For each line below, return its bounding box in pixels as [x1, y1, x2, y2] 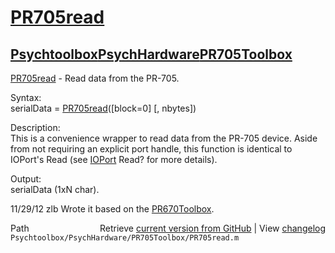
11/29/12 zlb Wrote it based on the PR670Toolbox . [10, 203, 215, 215]
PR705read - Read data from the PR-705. [10, 72, 180, 84]
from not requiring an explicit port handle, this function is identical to [10, 143, 293, 155]
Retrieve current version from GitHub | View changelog [99, 222, 326, 234]
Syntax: [10, 92, 42, 103]
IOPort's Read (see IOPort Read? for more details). [10, 154, 218, 165]
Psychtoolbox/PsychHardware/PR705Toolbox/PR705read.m [10, 233, 240, 243]
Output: [10, 173, 42, 185]
